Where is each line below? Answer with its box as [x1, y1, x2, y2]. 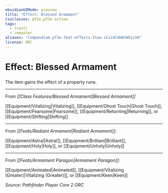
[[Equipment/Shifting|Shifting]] [5, 113, 68, 120]
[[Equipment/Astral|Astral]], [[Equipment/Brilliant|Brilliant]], [5, 138, 126, 144]
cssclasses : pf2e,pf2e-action [5, 16, 68, 21]
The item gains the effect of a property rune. [5, 79, 97, 85]
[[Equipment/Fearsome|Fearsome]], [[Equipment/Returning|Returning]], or [5, 108, 158, 114]
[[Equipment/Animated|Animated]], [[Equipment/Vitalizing [5, 167, 124, 173]
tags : [5, 21, 16, 26]
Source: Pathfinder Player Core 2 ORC [5, 182, 84, 188]
